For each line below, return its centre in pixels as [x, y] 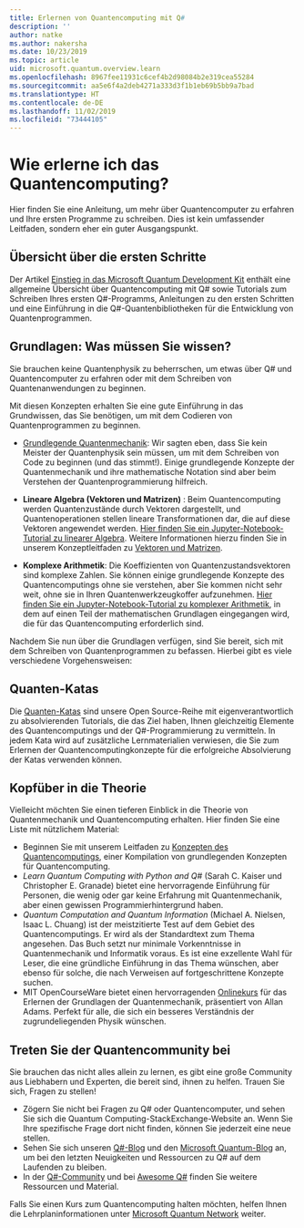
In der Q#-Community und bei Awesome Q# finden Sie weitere [140, 1177]
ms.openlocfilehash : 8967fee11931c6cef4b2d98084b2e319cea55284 [132, 77]
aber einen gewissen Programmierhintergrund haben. [123, 905]
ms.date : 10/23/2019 [49, 52]
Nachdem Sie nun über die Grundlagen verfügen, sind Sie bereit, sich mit [147, 641]
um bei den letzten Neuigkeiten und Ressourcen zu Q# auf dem [142, 1158]
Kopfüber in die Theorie [78, 788]
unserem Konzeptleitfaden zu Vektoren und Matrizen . [122, 547]
